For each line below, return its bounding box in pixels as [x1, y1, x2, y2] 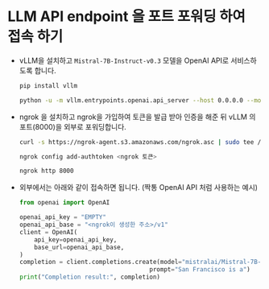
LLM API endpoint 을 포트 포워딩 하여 [7, 7, 246, 26]
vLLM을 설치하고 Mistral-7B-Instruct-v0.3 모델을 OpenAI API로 [19, 56, 230, 65]
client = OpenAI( [19, 228, 78, 236]
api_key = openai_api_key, [34, 235, 118, 244]
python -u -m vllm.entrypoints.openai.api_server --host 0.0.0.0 [19, 96, 243, 105]
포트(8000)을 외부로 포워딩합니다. [19, 122, 126, 131]
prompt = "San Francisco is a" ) [149, 266, 250, 274]
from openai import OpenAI [19, 199, 110, 207]
